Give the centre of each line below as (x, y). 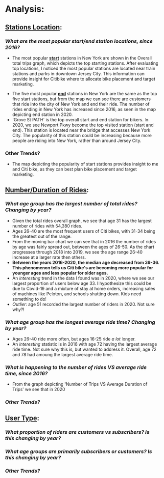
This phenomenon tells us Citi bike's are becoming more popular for (82, 267)
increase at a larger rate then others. (49, 257)
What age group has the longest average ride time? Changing (80, 322)
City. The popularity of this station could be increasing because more (82, 135)
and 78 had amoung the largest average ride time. (63, 355)
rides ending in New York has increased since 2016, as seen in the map (84, 109)
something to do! (29, 299)
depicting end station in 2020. (42, 114)
